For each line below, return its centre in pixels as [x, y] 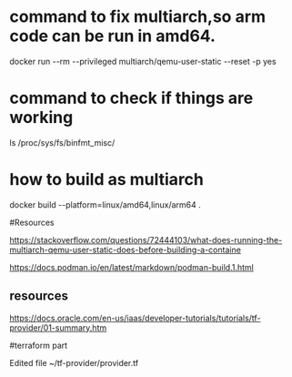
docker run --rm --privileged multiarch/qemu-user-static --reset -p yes [143, 61]
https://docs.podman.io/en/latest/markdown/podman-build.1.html [132, 267]
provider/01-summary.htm [58, 327]
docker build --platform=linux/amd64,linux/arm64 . [106, 204]
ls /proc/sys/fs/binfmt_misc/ [62, 142]
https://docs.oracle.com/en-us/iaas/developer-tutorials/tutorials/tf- [135, 318]
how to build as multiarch [107, 180]
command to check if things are [131, 98]
